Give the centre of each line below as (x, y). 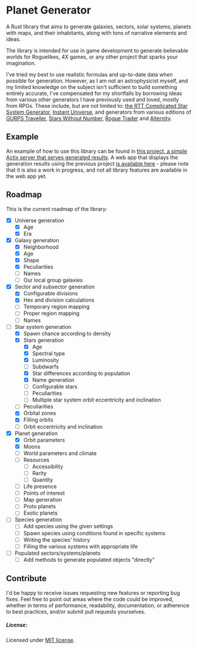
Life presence (40, 486)
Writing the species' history (56, 539)
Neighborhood (41, 247)
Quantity (43, 480)
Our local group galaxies (53, 280)
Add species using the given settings (68, 526)
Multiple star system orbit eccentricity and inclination (96, 400)
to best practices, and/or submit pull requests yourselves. (76, 611)
